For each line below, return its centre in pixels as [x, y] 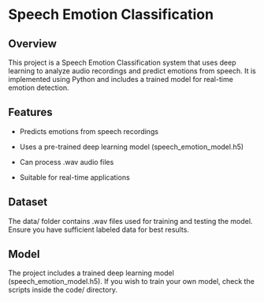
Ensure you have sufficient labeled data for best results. [99, 229]
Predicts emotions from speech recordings [89, 131]
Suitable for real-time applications [74, 177]
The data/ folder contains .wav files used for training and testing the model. [130, 221]
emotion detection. [39, 88]
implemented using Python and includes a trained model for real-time [121, 79]
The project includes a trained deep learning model [91, 273]
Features [30, 112]
